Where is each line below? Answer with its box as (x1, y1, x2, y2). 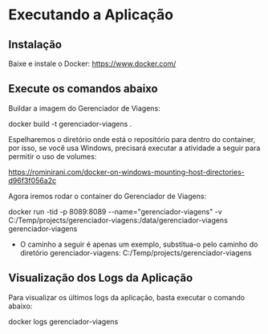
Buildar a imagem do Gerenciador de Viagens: (8, 103, 160, 113)
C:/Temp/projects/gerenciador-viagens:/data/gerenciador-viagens (8, 215, 229, 225)
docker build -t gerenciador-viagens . (8, 119, 132, 128)
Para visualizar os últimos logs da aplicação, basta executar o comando (8, 292, 246, 302)
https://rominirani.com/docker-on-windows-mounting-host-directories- (8, 167, 245, 177)
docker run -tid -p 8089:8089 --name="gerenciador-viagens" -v (8, 206, 222, 216)
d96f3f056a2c (8, 175, 57, 185)
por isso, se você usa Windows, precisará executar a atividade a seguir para (8, 143, 261, 153)
